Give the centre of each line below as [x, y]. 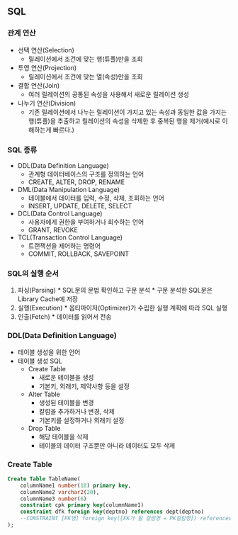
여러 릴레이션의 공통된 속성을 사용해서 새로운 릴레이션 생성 [109, 94]
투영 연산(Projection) [47, 67]
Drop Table [44, 428]
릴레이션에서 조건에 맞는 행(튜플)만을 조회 [85, 59]
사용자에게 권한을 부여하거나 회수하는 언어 [86, 222]
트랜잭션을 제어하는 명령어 [64, 246]
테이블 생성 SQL [40, 361]
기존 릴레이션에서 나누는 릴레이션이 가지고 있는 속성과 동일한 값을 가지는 [127, 112]
